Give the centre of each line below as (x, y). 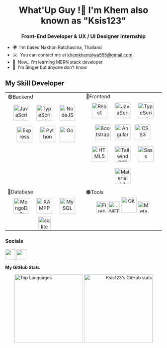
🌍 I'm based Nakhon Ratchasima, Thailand (57, 47)
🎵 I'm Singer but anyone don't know (49, 67)
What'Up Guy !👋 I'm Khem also (83, 10)
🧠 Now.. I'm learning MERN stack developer (57, 62)
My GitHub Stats (23, 267)
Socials (14, 241)
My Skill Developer (35, 83)
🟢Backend (20, 97)
